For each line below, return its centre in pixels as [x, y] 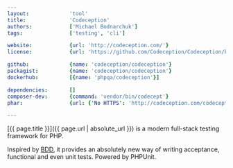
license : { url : [46, 52]
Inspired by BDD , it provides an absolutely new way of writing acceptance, [113, 149]
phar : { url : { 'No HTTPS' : [67, 103]
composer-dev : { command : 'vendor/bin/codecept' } [88, 96]
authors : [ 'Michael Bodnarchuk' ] [72, 26]
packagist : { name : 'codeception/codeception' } [89, 71]
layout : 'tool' [48, 14]
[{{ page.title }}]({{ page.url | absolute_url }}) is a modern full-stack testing [113, 128]
